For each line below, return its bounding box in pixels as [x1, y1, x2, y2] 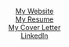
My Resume [15, 15, 54, 24]
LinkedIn [20, 31, 49, 40]
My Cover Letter [8, 23, 61, 32]
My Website [15, 7, 54, 15]
